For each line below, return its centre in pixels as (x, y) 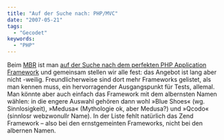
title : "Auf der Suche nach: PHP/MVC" (63, 13)
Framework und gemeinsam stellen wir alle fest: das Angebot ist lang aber (112, 72)
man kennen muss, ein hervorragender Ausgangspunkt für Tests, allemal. (111, 87)
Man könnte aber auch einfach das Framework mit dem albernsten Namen (112, 94)
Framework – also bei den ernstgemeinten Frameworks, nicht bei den (105, 123)
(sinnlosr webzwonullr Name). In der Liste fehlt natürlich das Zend (100, 116)
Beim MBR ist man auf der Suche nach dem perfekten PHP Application (107, 65)
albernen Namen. (32, 130)
